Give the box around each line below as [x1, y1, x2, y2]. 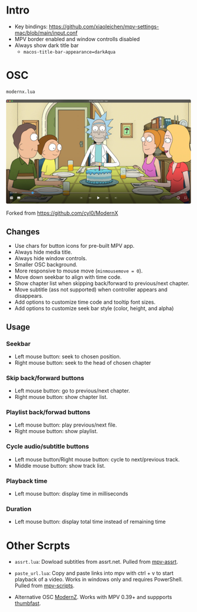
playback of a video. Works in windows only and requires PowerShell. [14, 576, 183, 583]
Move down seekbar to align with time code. [14, 274, 122, 281]
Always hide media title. [14, 248, 72, 256]
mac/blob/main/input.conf [14, 29, 78, 36]
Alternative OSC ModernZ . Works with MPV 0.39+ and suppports [14, 594, 172, 601]
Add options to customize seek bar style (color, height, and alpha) [14, 305, 174, 312]
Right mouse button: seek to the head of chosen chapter [14, 359, 151, 366]
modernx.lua [6, 89, 35, 95]
